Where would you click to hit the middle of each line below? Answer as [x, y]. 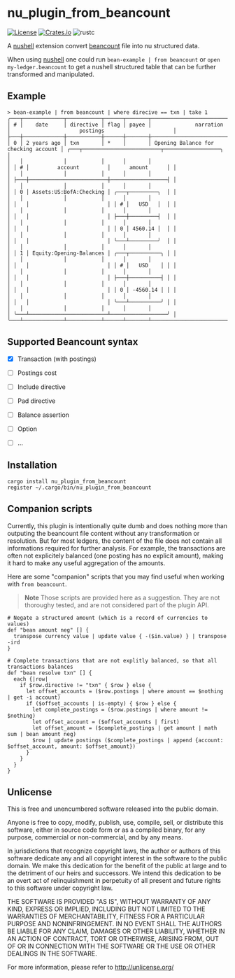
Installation [32, 466]
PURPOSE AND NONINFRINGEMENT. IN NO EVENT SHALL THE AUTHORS [115, 924]
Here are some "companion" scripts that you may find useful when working [116, 576]
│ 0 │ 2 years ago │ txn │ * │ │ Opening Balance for [111, 143]
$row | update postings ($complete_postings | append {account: [128, 740]
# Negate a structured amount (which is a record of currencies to [108, 618]
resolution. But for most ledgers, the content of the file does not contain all [115, 541]
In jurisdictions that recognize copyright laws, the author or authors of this [114, 851]
